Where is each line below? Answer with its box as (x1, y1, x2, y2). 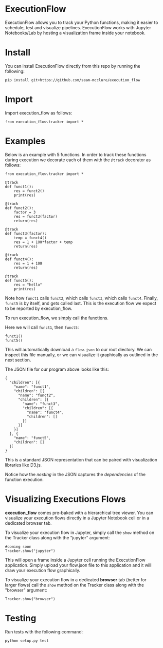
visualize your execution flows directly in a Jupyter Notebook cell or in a (5, 515, 149, 521)
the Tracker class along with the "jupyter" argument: (5, 534, 110, 540)
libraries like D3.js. (5, 462, 42, 468)
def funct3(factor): (5, 231, 47, 236)
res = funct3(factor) (14, 214, 57, 219)
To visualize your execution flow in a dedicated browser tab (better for (5, 576, 147, 583)
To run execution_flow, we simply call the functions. (5, 315, 109, 321)
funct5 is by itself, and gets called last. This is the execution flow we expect (5, 300, 157, 306)
